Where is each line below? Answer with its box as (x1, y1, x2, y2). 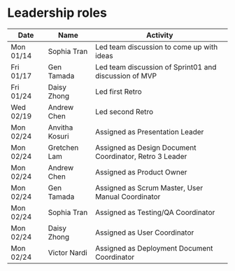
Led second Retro (95, 106, 154, 116)
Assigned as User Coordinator (95, 228, 194, 237)
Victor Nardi (48, 247, 87, 257)
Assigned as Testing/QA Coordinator (95, 207, 215, 217)
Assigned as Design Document (95, 142, 197, 152)
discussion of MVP (95, 71, 157, 81)
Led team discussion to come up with (95, 42, 218, 52)
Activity (146, 30, 173, 40)
